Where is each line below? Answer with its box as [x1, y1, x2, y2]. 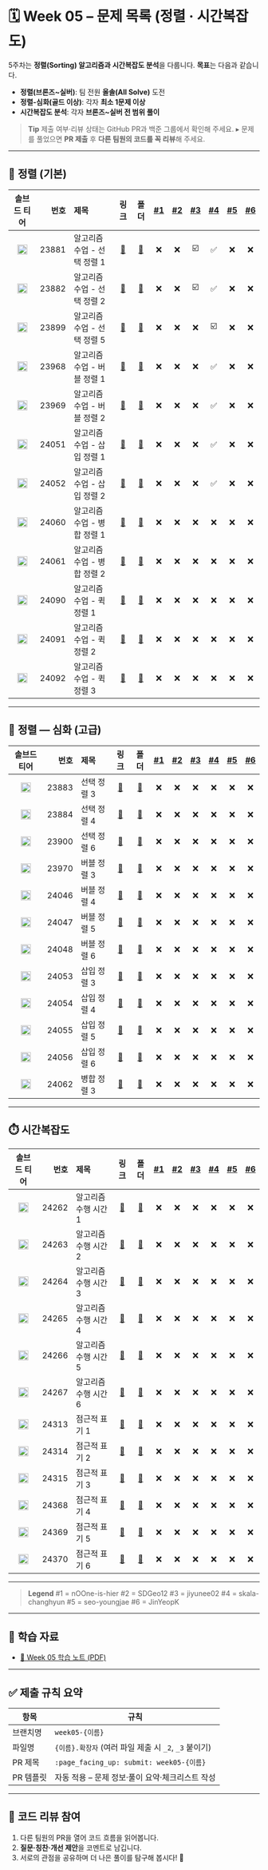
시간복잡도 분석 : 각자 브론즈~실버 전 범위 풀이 [19, 107, 160, 117]
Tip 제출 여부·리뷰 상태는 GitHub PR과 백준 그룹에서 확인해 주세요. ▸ [27, 124, 240, 133]
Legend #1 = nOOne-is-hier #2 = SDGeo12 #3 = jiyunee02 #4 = [27, 1589, 238, 1598]
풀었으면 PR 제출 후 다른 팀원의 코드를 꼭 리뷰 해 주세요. [36, 133, 206, 144]
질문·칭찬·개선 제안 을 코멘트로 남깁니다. [19, 1843, 142, 1852]
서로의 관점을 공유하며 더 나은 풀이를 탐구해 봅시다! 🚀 [19, 1852, 184, 1862]
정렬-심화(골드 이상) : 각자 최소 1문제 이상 [19, 97, 146, 106]
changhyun [27, 1597, 65, 1607]
